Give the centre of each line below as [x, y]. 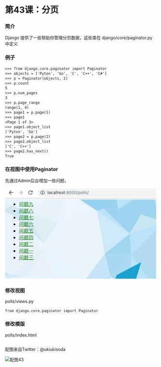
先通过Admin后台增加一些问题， [37, 181]
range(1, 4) [17, 107]
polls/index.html [21, 335]
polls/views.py [19, 301]
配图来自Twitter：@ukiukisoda [35, 349]
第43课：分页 [32, 10]
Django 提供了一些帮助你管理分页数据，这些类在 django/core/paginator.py [79, 38]
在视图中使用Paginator [32, 169]
